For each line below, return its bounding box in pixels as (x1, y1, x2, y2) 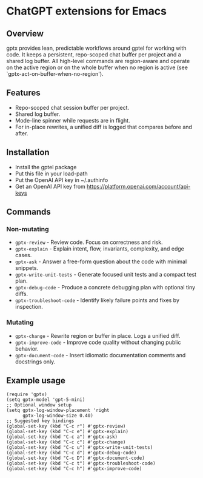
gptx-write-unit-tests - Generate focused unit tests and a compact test (15, 271, 197, 278)
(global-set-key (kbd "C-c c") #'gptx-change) (6, 439, 126, 445)
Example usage (6, 375, 65, 386)
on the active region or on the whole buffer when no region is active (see (6, 64, 188, 71)
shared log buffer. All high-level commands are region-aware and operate (6, 58, 190, 64)
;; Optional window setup (6, 402, 72, 408)
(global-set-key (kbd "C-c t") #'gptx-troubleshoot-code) (6, 460, 156, 466)
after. (15, 129, 28, 137)
